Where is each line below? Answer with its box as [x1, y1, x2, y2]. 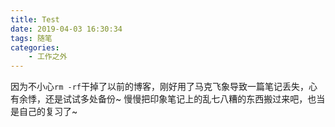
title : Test [10, 14, 60, 25]
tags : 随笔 [10, 33, 53, 43]
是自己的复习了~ [10, 106, 78, 118]
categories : [10, 42, 60, 53]
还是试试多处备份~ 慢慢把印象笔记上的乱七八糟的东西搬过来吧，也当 [44, 93, 326, 105]
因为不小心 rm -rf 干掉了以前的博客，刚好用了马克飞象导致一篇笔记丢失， [10, 81, 309, 93]
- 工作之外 [28, 52, 68, 62]
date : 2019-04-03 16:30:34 [10, 24, 123, 34]
